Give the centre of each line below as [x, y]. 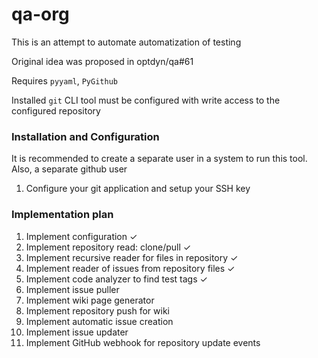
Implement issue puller [72, 289]
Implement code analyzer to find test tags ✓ [116, 279]
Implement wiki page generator [90, 300]
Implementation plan [62, 215]
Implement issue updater [77, 332]
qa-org [40, 14]
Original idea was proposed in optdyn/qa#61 [102, 61]
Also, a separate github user [69, 169]
